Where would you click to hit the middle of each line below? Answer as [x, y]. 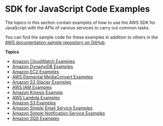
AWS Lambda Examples [36, 97]
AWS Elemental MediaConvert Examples [53, 77]
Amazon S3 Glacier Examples [42, 82]
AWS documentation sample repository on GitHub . [55, 42]
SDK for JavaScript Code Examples [77, 9]
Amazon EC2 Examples [36, 71]
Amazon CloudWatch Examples [44, 61]
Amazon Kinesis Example [37, 92]
